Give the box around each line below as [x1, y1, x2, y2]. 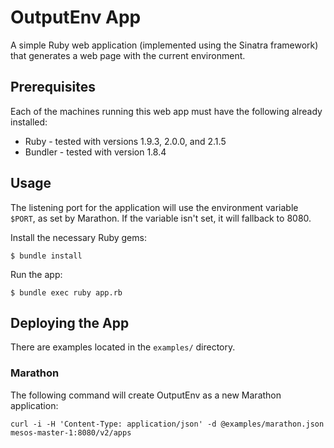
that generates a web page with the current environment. [10, 49, 246, 61]
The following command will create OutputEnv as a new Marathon [10, 389, 282, 401]
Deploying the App [10, 314, 130, 331]
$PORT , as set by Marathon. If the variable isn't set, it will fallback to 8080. [10, 212, 312, 224]
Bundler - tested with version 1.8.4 [24, 146, 167, 158]
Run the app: [10, 268, 63, 280]
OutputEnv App [10, 6, 142, 29]
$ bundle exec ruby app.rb [10, 287, 123, 298]
